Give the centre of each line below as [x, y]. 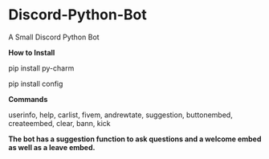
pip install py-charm [41, 68]
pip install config [36, 84]
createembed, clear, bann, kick [59, 123]
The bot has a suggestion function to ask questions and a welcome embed [135, 139]
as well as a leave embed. [52, 147]
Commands [28, 99]
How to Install [32, 52]
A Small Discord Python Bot [54, 37]
